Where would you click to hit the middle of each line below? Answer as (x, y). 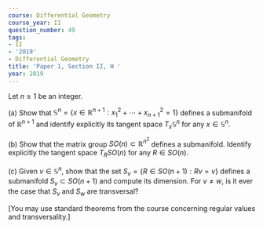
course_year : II (35, 23)
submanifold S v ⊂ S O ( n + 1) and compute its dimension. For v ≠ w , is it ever (131, 182)
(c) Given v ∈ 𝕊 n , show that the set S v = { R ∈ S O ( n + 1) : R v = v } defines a (129, 171)
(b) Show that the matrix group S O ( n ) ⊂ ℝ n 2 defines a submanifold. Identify (130, 143)
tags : (17, 37)
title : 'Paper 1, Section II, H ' (65, 67)
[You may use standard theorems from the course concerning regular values (132, 208)
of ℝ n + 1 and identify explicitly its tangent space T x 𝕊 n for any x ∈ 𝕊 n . (119, 124)
